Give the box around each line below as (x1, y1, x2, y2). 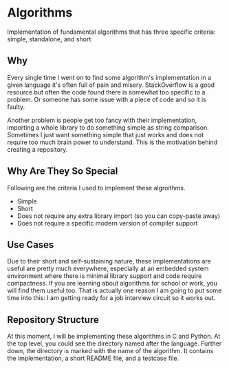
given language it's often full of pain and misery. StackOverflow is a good (7, 81, 215, 89)
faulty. (7, 102, 25, 111)
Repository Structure (7, 314, 100, 326)
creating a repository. (7, 145, 68, 153)
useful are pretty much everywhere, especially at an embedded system (7, 264, 209, 273)
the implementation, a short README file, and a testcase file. (7, 354, 179, 363)
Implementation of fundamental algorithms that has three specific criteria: (7, 28, 216, 36)
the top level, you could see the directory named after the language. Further (7, 339, 222, 348)
